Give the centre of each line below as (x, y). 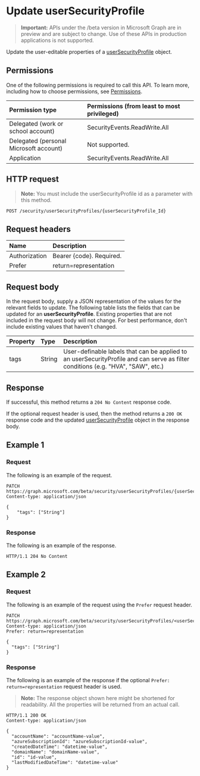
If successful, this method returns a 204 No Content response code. (89, 402)
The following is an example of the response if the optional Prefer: (88, 680)
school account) (32, 131)
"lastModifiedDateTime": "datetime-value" (65, 762)
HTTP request (33, 180)
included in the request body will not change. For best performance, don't (97, 320)
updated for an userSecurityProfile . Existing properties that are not (89, 314)
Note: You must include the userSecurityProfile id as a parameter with (107, 194)
